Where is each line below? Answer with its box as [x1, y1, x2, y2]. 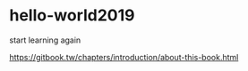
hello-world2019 [9, 5, 135, 26]
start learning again [9, 35, 81, 45]
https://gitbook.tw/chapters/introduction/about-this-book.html [9, 51, 239, 62]
